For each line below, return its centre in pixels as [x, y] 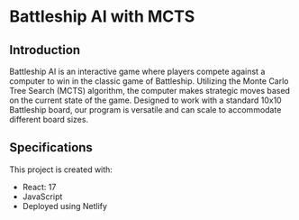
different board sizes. [49, 119]
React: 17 [39, 187]
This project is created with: [61, 170]
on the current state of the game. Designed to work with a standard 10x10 [145, 100]
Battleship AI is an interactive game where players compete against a [137, 71]
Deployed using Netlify [65, 206]
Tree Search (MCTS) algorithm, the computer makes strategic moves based [150, 91]
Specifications [51, 147]
